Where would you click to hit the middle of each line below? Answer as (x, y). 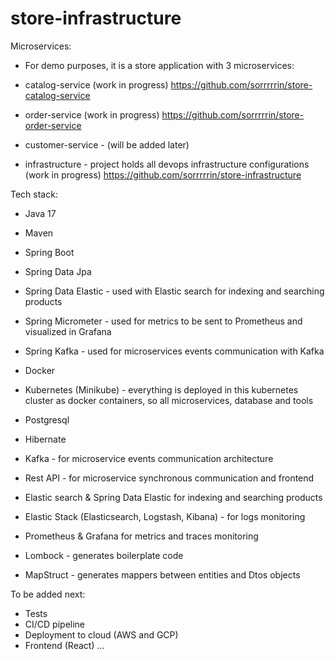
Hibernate (45, 439)
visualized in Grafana (68, 331)
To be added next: (48, 594)
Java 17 (40, 213)
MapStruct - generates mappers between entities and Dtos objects (162, 574)
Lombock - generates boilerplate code (104, 555)
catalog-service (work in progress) (96, 84)
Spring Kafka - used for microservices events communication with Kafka (174, 351)
